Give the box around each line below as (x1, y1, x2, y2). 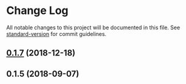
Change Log (6, 4, 68, 18)
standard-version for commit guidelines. (6, 30, 107, 37)
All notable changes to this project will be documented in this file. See (6, 24, 181, 31)
